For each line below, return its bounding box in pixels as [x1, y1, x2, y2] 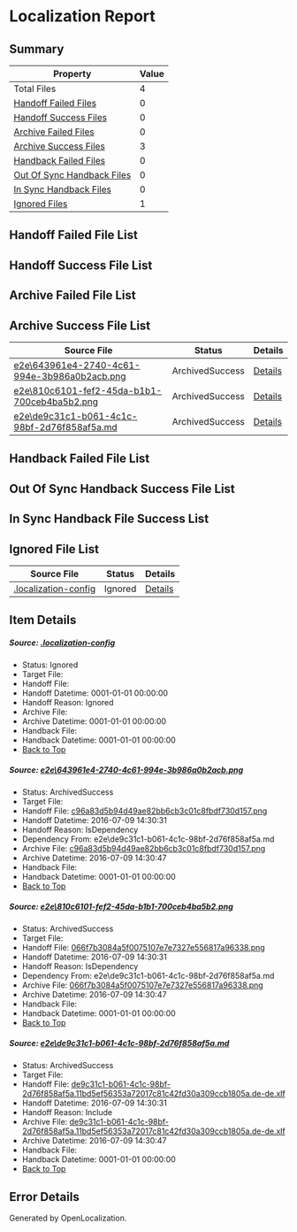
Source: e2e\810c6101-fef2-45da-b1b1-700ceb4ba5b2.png [9, 901, 233, 912]
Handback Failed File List [9, 451, 150, 466]
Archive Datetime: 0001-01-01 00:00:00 [21, 716, 166, 727]
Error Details [9, 1189, 80, 1205]
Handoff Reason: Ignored [21, 697, 114, 708]
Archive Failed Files [13, 126, 95, 138]
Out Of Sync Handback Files [13, 169, 132, 181]
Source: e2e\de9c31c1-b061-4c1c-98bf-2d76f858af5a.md [9, 1037, 230, 1048]
